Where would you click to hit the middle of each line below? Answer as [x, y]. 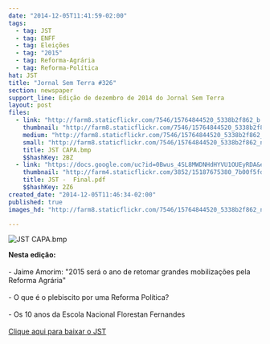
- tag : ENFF [36, 38]
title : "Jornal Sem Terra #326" [62, 83]
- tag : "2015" [39, 53]
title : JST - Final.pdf [64, 180]
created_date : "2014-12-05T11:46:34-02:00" [82, 194]
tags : [17, 23]
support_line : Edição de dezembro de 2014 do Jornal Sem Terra [117, 98]
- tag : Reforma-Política [57, 68]
